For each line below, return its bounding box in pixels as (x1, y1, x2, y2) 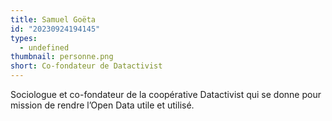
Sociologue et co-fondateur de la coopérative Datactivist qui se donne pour (10, 89, 322, 100)
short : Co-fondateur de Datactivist (10, 61, 163, 71)
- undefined (19, 42, 70, 53)
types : (10, 33, 38, 43)
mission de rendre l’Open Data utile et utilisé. (10, 99, 195, 111)
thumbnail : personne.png (10, 52, 114, 62)
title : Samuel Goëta (10, 14, 97, 25)
